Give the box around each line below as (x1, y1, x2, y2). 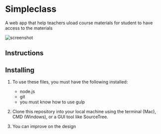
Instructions (5, 49, 44, 57)
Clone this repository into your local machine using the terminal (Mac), (12, 109, 156, 115)
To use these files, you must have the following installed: (12, 79, 128, 85)
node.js (19, 89, 35, 94)
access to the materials (5, 25, 53, 31)
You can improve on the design (12, 124, 76, 130)
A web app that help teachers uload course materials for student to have (5, 20, 153, 26)
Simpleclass (5, 3, 57, 15)
